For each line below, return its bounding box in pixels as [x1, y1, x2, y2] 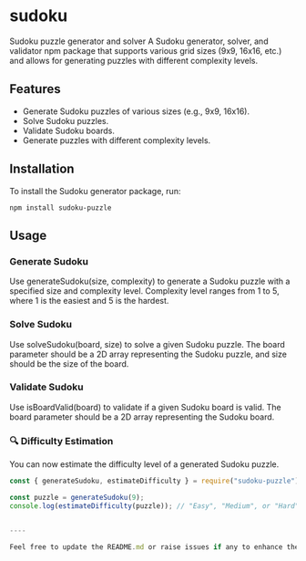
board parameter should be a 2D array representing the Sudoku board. [9, 411, 275, 422]
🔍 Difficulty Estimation [9, 434, 114, 447]
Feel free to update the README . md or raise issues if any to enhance [9, 542, 283, 552]
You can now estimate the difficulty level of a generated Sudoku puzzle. [9, 459, 280, 470]
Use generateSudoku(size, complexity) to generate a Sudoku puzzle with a [9, 275, 291, 287]
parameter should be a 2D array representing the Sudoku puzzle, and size [9, 348, 287, 359]
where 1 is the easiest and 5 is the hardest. [9, 296, 169, 306]
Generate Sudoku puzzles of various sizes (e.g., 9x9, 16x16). [22, 106, 250, 117]
